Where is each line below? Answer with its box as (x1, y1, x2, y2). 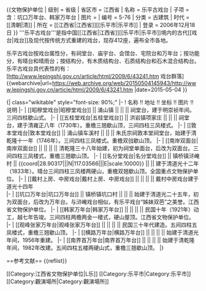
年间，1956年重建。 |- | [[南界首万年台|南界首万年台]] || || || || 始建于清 (6, 236, 184, 244)
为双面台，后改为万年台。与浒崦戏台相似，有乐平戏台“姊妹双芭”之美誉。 (6, 198, 189, 205)
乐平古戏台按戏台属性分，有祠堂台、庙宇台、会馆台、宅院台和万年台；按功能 (6, 50, 200, 57)
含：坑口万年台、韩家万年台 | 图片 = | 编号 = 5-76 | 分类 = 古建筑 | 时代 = (6, 13, 190, 21)
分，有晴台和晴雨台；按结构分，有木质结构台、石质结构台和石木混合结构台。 (6, 58, 200, 64)
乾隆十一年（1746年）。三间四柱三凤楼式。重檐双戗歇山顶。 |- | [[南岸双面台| (6, 137, 198, 144)
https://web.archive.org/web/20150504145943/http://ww (51, 80, 196, 86)
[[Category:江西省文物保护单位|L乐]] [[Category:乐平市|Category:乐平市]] (6, 270, 191, 278)
